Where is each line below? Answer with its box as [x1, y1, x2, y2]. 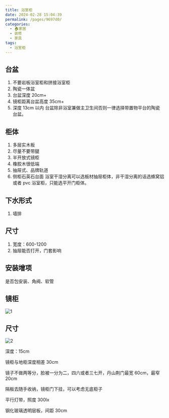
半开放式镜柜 [12, 155, 39, 161]
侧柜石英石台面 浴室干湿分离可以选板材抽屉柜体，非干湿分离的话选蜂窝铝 [12, 173, 164, 180]
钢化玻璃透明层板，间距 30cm [5, 407, 67, 413]
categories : [5, 21, 30, 27]
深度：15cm [5, 348, 30, 355]
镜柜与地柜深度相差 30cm [5, 359, 59, 365]
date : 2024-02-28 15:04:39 [5, 12, 62, 17]
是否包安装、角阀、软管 [5, 278, 54, 284]
